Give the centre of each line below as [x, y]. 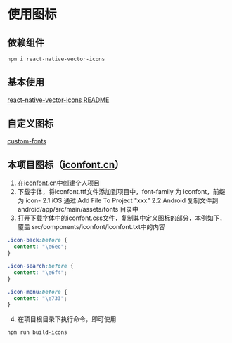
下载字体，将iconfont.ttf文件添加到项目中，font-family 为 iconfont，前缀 [121, 192]
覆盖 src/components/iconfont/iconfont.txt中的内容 [91, 227]
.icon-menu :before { [38, 292]
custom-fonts [27, 141]
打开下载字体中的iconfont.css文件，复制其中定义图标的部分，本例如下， [122, 218]
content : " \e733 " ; [41, 298]
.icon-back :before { [38, 240]
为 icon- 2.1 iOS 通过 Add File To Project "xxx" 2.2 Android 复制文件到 [118, 200]
